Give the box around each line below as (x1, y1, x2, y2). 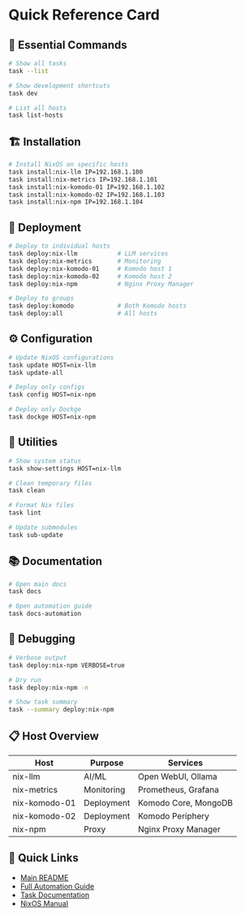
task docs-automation (8, 610, 82, 618)
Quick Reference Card (8, 6, 161, 24)
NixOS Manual (19, 898, 69, 908)
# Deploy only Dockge (8, 406, 82, 414)
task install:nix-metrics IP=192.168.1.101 (8, 175, 158, 183)
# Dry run (8, 676, 42, 684)
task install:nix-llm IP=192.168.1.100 (8, 168, 144, 176)
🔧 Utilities (8, 436, 58, 449)
